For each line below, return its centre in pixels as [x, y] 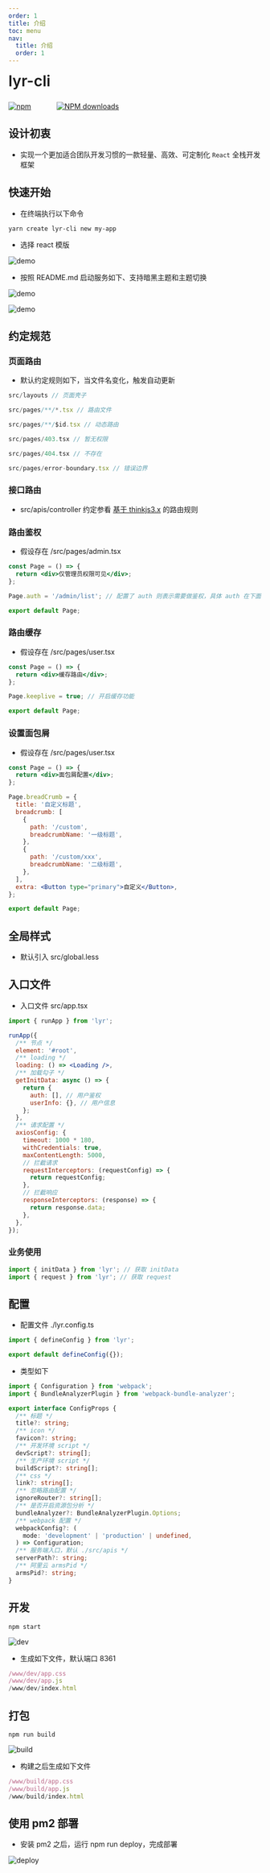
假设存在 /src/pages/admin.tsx [70, 552]
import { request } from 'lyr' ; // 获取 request [90, 1277]
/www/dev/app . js [35, 1681]
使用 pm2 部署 [43, 1823]
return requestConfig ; [67, 1178]
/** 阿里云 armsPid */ [52, 1566]
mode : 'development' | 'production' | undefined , [108, 1536]
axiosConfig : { [41, 1133]
